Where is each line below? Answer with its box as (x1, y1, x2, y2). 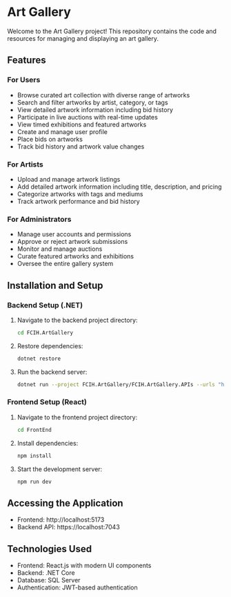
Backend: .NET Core (17, 569, 75, 577)
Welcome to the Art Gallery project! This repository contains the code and (7, 27, 217, 35)
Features (7, 55, 46, 66)
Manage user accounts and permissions (17, 230, 132, 238)
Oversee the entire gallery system (17, 260, 114, 268)
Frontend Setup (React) (7, 397, 88, 407)
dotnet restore (17, 355, 61, 362)
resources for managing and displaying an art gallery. (7, 34, 159, 42)
